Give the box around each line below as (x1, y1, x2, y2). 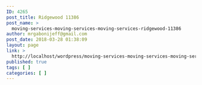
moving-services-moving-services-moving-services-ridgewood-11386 (11, 25, 182, 32)
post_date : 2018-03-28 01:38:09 (6, 37, 87, 42)
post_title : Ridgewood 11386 (6, 14, 79, 20)
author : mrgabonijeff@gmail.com (6, 31, 87, 37)
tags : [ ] (6, 64, 31, 71)
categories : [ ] (6, 70, 47, 76)
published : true (6, 59, 47, 65)
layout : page (6, 42, 39, 48)
